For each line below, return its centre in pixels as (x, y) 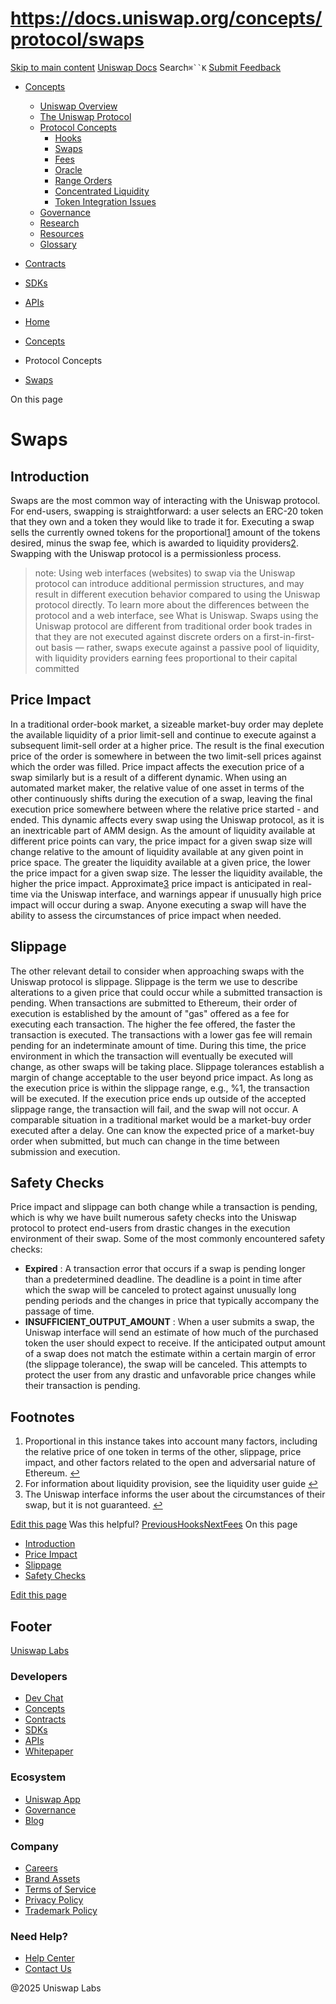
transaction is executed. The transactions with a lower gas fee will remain (161, 1034)
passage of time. (59, 1311)
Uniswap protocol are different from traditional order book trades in (173, 626)
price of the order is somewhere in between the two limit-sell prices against (166, 756)
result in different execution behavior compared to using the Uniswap (177, 594)
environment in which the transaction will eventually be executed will (151, 1056)
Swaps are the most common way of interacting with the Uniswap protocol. (165, 500)
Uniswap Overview (78, 106)
